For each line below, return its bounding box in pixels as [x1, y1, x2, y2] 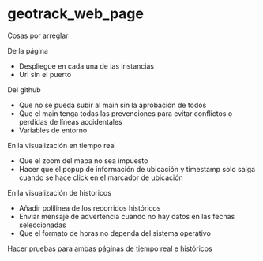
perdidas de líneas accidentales [18, 117, 123, 126]
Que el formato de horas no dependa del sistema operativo [18, 228, 211, 237]
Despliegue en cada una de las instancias [18, 61, 155, 71]
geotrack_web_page [7, 5, 144, 23]
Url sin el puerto [18, 69, 72, 79]
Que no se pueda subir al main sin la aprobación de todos [18, 100, 207, 110]
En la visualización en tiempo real [7, 140, 116, 150]
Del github [7, 84, 41, 95]
